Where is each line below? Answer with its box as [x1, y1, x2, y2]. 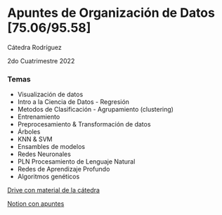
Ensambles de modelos [17, 143, 86, 151]
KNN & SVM [17, 135, 53, 143]
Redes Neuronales [17, 150, 72, 159]
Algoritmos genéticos [17, 172, 80, 181]
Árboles [17, 128, 41, 136]
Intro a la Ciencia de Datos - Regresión [17, 98, 130, 106]
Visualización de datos [17, 90, 84, 99]
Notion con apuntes [7, 200, 65, 208]
